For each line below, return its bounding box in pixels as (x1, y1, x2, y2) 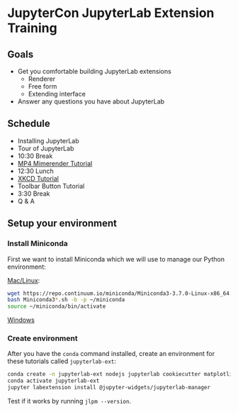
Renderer (28, 74, 56, 83)
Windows (7, 316, 35, 324)
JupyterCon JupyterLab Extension (7, 5, 215, 21)
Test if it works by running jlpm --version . (7, 397, 132, 406)
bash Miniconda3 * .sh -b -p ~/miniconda (7, 296, 125, 304)
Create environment (7, 333, 78, 343)
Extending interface (28, 90, 86, 98)
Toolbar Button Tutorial (17, 182, 85, 190)
